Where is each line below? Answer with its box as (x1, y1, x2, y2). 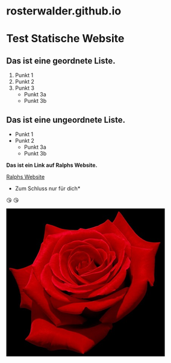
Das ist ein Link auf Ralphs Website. (6, 161, 98, 169)
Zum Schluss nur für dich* (14, 185, 81, 192)
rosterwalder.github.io (6, 4, 122, 18)
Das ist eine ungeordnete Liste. (6, 114, 125, 125)
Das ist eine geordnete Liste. (6, 55, 116, 66)
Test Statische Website (6, 32, 125, 46)
